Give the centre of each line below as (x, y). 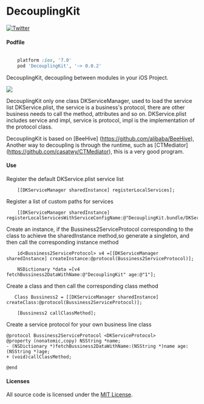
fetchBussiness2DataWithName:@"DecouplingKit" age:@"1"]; (81, 275)
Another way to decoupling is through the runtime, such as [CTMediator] (97, 145)
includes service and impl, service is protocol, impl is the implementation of (101, 120)
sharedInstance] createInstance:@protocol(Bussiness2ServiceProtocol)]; (100, 259)
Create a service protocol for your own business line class (79, 325)
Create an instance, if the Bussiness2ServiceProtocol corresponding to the (100, 229)
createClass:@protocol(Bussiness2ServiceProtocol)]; (74, 303)
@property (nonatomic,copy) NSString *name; (63, 341)
